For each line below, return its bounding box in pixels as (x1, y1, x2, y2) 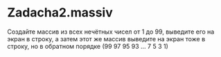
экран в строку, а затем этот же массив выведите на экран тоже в (7, 34, 206, 43)
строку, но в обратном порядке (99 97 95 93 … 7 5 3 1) (7, 42, 168, 50)
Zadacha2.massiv (7, 5, 113, 21)
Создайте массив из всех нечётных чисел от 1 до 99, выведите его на (7, 27, 215, 36)
